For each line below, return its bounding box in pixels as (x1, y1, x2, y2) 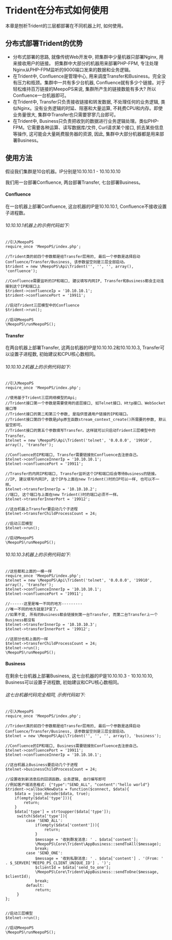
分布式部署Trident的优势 (5, 39, 83, 48)
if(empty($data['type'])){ (14, 795, 72, 801)
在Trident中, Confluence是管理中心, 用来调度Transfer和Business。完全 (12, 73, 162, 79)
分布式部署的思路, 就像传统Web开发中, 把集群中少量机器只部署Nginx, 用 (12, 53, 164, 60)
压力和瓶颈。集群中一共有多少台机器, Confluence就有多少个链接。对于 (17, 79, 166, 85)
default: (26, 883, 45, 888)
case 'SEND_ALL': (26, 818, 63, 823)
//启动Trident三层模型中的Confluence (5, 302, 80, 308)
